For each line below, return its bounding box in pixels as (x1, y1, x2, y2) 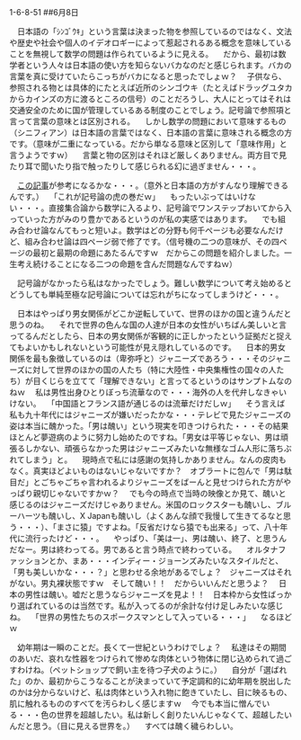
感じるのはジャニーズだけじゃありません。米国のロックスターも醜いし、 (9, 499, 276, 510)
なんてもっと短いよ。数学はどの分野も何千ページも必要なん (48, 225, 269, 236)
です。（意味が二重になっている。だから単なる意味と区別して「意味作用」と (9, 138, 288, 149)
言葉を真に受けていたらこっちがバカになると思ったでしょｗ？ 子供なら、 (9, 71, 287, 82)
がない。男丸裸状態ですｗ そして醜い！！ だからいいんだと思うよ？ (9, 578, 270, 588)
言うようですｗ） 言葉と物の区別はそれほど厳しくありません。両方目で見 (9, 150, 288, 160)
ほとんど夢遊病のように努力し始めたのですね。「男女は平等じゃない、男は (9, 432, 281, 442)
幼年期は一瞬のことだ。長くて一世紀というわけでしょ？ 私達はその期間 (16, 642, 288, 653)
